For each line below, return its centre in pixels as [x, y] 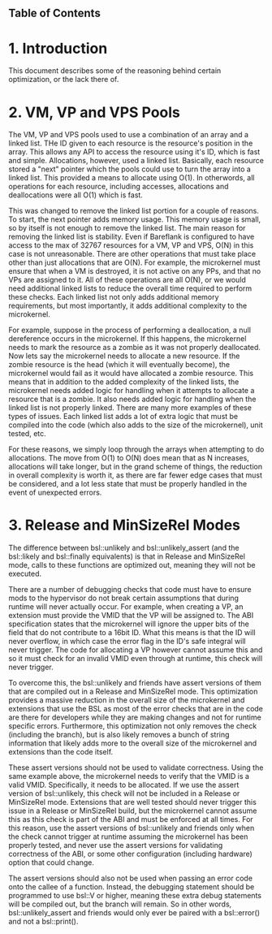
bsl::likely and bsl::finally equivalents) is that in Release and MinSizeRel [127, 556]
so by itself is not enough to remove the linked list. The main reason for [127, 228]
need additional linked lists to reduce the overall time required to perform [130, 288]
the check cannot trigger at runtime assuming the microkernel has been [128, 837]
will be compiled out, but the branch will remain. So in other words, [120, 904]
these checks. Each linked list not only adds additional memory [114, 297]
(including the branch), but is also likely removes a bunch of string [119, 735]
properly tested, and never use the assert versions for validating [116, 845]
